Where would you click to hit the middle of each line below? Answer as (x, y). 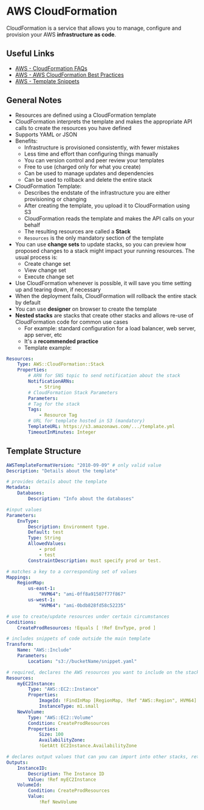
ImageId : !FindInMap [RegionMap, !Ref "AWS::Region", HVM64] (118, 701)
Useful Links (30, 54)
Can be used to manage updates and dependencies (89, 173)
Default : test (46, 532)
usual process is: (36, 257)
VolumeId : (30, 785)
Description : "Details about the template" (62, 471)
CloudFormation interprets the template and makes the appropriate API (104, 121)
